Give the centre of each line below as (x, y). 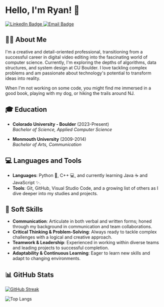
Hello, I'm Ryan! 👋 (42, 10)
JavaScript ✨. (26, 183)
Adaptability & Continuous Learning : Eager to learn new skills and (81, 253)
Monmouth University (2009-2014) (49, 139)
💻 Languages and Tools (43, 160)
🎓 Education (26, 110)
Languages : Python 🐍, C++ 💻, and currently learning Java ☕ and (80, 175)
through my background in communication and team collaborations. (82, 227)
